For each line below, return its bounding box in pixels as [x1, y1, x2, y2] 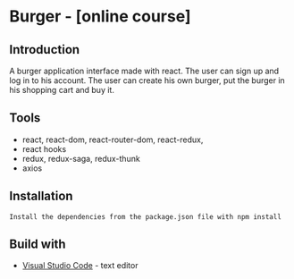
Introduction [9, 42, 80, 57]
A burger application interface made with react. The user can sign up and [9, 65, 280, 76]
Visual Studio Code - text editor [21, 260, 139, 271]
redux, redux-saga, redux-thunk [21, 153, 140, 164]
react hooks [21, 143, 67, 154]
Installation [9, 189, 73, 204]
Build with [9, 237, 66, 252]
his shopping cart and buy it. [9, 85, 114, 95]
